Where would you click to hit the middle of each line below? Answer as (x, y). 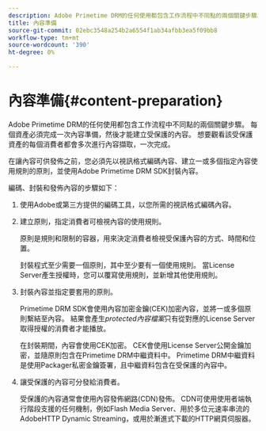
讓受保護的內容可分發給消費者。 (72, 382)
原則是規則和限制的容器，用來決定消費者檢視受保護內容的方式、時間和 (134, 238)
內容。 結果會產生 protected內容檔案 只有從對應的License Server (151, 318)
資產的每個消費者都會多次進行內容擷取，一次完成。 (91, 144)
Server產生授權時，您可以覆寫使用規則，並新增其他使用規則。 (121, 275)
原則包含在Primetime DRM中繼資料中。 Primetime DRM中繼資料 (151, 355)
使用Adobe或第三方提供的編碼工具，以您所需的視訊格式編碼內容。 (127, 204)
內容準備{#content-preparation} (116, 101)
